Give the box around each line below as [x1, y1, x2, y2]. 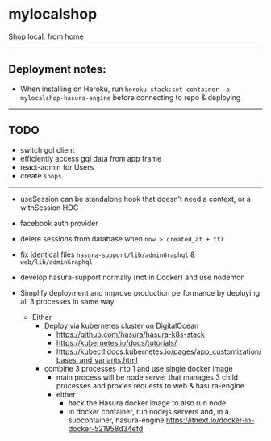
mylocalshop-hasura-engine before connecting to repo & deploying [19, 92, 241, 102]
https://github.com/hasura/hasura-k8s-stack [56, 329, 206, 339]
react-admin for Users [19, 162, 94, 172]
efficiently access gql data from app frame [19, 153, 162, 163]
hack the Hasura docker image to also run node [68, 397, 227, 408]
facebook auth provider [19, 218, 98, 228]
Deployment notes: [8, 62, 106, 77]
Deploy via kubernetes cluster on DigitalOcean [44, 321, 199, 330]
